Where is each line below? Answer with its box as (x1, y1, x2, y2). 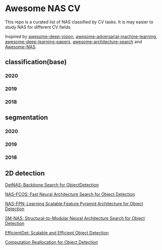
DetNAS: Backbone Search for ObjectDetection (5, 182, 99, 188)
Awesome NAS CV (5, 3, 81, 14)
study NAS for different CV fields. (5, 24, 72, 30)
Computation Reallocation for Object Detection (5, 239, 98, 245)
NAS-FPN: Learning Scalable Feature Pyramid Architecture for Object (5, 201, 144, 207)
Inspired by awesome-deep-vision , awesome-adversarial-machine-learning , (5, 33, 158, 39)
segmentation (5, 114, 48, 122)
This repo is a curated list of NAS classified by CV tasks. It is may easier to (5, 19, 154, 25)
